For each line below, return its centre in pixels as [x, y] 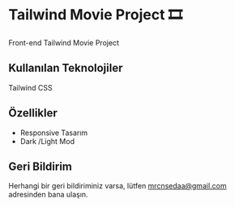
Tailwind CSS [30, 87]
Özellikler [33, 113]
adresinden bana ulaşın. [48, 195]
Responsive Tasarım [54, 133]
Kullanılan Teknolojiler [66, 68]
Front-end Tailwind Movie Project [64, 42]
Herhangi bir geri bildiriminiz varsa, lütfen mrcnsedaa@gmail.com [117, 186]
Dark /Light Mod [47, 141]
